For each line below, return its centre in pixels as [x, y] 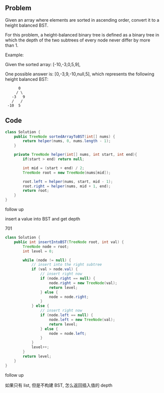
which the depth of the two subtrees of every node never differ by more [78, 40]
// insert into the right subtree [67, 265]
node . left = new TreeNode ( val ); [82, 320]
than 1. [12, 45]
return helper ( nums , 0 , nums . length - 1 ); [67, 141]
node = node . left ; [68, 333]
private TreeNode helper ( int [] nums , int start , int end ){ [76, 155]
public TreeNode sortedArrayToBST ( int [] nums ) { [65, 137]
